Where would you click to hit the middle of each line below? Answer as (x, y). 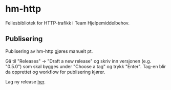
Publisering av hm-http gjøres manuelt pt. (49, 51)
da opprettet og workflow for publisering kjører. (55, 72)
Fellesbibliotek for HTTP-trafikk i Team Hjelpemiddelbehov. (67, 23)
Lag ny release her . (26, 81)
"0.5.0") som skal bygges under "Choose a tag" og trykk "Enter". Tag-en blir (86, 66)
